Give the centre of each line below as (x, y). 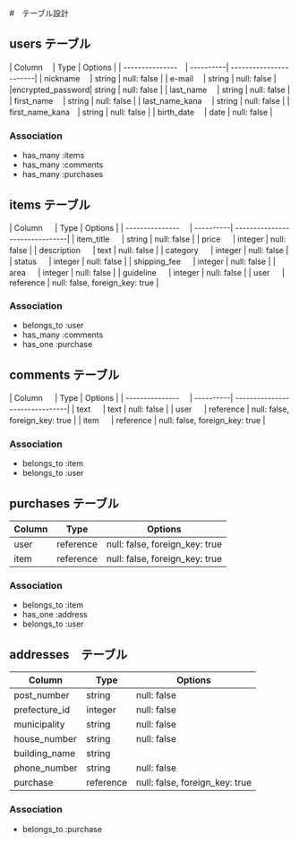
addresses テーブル (68, 655)
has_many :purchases (63, 175)
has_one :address (55, 615)
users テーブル (50, 44)
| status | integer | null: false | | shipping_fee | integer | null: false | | (142, 261)
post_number (42, 695)
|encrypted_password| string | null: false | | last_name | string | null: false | (150, 89)
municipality (39, 725)
